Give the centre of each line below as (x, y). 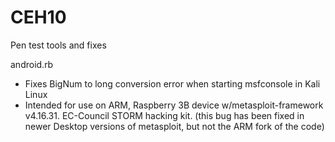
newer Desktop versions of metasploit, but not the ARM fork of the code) (174, 126)
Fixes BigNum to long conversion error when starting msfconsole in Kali (172, 83)
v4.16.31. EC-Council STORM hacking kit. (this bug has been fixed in (164, 115)
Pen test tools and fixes (58, 45)
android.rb (32, 64)
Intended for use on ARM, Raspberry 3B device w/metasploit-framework (174, 105)
